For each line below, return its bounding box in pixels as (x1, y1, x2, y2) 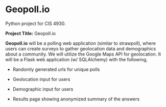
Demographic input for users (12, 86, 74, 92)
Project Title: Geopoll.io (5, 30, 56, 36)
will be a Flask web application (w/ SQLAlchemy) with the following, (5, 56, 148, 62)
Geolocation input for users (12, 76, 70, 82)
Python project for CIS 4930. (5, 20, 66, 26)
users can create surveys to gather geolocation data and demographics (5, 45, 156, 51)
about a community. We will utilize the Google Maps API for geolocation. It (5, 51, 161, 57)
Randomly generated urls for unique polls (12, 66, 100, 72)
